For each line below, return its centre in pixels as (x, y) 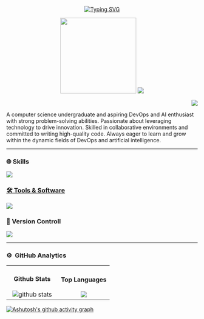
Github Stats (32, 278)
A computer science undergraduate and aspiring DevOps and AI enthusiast (100, 114)
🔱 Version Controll (34, 221)
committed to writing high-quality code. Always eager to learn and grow (96, 134)
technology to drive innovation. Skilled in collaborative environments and (97, 127)
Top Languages (83, 280)
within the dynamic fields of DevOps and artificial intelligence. (84, 140)
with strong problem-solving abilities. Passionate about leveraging (89, 121)
